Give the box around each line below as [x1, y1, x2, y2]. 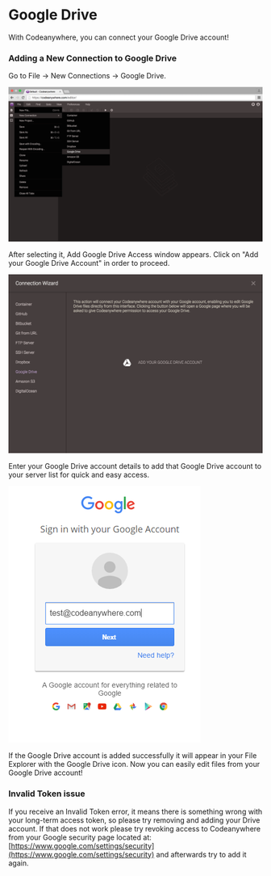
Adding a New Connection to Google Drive [8, 53, 177, 64]
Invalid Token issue [8, 788, 85, 799]
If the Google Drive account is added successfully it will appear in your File [8, 751, 257, 760]
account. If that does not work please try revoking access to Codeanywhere [8, 823, 261, 833]
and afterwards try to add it [156, 849, 248, 859]
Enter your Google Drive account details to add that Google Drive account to [8, 461, 262, 471]
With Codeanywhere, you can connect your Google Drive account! [8, 32, 230, 42]
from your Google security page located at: [8, 832, 152, 842]
